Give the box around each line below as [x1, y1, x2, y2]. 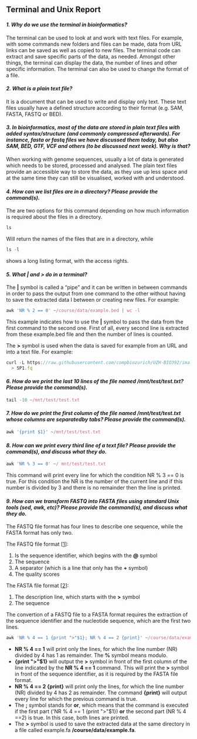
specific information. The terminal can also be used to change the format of [6, 65, 189, 72]
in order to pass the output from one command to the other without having [6, 290, 186, 297]
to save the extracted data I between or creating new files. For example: [6, 296, 180, 303]
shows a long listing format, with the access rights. [6, 257, 129, 264]
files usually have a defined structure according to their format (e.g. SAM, [6, 104, 184, 111]
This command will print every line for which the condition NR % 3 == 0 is [6, 472, 185, 479]
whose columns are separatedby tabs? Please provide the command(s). [6, 416, 186, 423]
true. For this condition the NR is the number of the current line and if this [6, 478, 183, 485]
